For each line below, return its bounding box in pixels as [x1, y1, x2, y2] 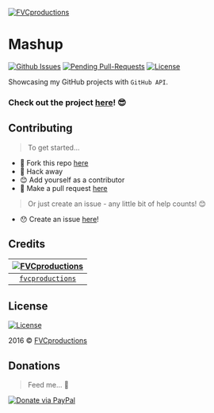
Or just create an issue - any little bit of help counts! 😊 [27, 199, 206, 208]
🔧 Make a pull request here [19, 183, 109, 193]
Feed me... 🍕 [27, 380, 69, 390]
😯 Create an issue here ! [19, 214, 99, 224]
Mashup [8, 36, 63, 53]
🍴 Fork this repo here [19, 158, 89, 167]
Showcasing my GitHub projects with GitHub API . [8, 76, 169, 87]
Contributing [8, 122, 73, 135]
